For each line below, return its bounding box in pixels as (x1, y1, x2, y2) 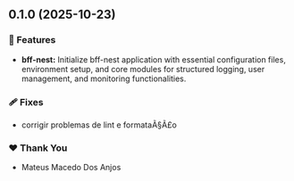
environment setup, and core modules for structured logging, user (21, 63, 265, 74)
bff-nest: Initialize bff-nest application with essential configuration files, (21, 53, 287, 65)
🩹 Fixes (8, 95, 44, 108)
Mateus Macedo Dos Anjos (21, 162, 122, 173)
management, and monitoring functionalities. (21, 73, 187, 84)
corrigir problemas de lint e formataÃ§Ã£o (21, 119, 178, 130)
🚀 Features (8, 34, 56, 46)
